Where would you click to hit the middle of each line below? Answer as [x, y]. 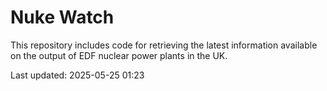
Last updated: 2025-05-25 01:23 [77, 75]
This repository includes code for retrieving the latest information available [164, 45]
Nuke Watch [62, 17]
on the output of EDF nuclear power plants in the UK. [119, 55]
